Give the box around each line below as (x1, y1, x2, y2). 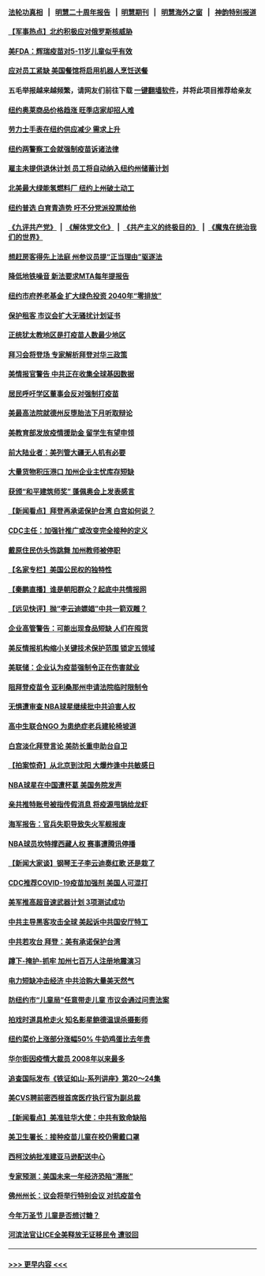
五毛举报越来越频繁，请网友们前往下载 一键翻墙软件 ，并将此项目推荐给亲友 (8, 85, 252, 95)
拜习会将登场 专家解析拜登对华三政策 (8, 349, 128, 359)
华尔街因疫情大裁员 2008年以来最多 (8, 1054, 125, 1063)
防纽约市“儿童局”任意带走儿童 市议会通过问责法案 (8, 995, 170, 1005)
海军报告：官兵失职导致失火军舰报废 (8, 819, 126, 829)
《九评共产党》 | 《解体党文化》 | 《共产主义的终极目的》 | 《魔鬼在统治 (8, 222, 250, 232)
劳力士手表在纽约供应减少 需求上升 (8, 125, 121, 134)
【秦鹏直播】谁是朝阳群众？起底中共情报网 (8, 584, 147, 594)
